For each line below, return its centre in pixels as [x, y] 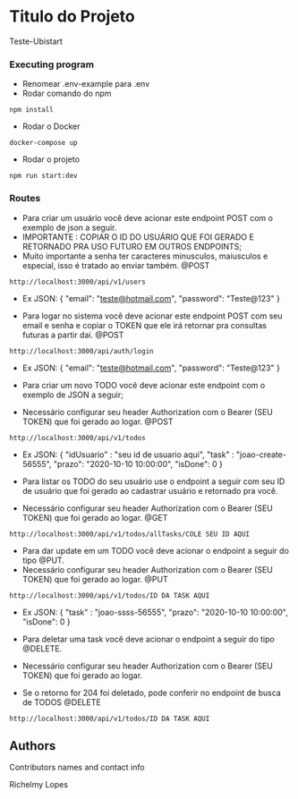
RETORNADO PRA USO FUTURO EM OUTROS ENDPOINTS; [132, 246]
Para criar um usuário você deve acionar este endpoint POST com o [147, 217]
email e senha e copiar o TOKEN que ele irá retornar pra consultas [144, 325]
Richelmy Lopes [39, 785]
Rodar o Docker [51, 126]
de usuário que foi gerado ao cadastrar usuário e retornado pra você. [150, 490]
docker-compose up [43, 143]
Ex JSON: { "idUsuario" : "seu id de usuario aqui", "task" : [128, 455]
